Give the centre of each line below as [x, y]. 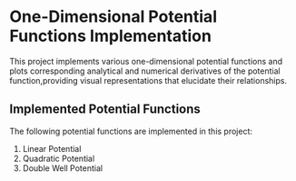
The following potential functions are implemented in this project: [131, 131]
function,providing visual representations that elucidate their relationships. [148, 80]
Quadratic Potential [59, 158]
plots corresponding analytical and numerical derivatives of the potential [145, 71]
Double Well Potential [62, 168]
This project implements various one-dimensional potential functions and [146, 61]
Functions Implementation [110, 36]
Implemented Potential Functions [105, 110]
